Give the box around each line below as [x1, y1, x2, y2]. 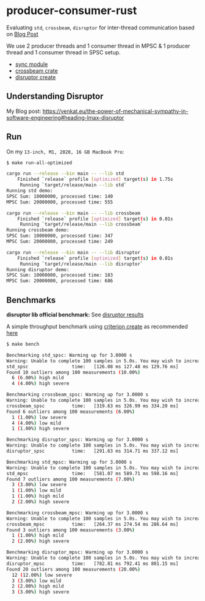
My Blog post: [6, 107, 41, 115]
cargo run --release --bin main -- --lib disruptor [6, 249, 140, 255]
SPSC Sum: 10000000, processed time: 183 [6, 272, 113, 279]
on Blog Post [6, 30, 38, 37]
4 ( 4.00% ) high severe [12, 381, 70, 387]
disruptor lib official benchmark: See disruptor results [6, 311, 144, 318]
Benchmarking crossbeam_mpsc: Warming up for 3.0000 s [6, 509, 149, 516]
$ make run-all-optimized [6, 159, 72, 166]
